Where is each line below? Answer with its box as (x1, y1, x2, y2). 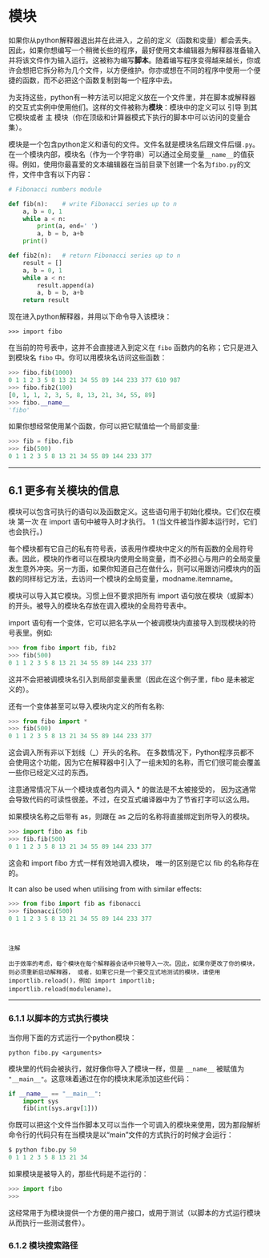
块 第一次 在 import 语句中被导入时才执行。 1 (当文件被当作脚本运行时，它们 (8, 516, 258, 526)
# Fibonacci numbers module (8, 185, 102, 193)
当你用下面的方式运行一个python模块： (8, 1032, 137, 1042)
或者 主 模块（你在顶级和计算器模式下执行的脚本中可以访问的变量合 (29, 112, 251, 122)
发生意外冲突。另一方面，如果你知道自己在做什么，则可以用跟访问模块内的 (8, 564, 254, 573)
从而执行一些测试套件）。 (8, 1218, 90, 1228)
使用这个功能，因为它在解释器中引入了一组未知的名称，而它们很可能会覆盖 (14, 758, 261, 767)
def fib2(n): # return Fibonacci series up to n (8, 251, 181, 260)
